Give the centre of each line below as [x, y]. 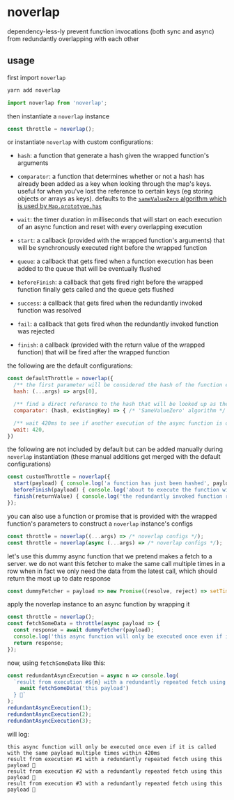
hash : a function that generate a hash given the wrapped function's [113, 156]
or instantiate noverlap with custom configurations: [80, 142]
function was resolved [49, 311]
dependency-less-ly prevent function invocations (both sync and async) [111, 31]
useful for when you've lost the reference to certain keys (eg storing [115, 191]
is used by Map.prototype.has [60, 206]
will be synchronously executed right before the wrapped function [112, 248]
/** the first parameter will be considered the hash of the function [118, 385]
